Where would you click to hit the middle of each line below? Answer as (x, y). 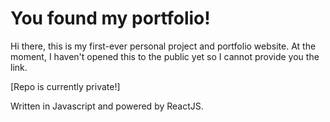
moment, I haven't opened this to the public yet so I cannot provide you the (165, 56)
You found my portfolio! (110, 18)
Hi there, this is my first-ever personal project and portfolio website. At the (163, 46)
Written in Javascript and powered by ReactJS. (107, 106)
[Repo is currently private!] (65, 86)
